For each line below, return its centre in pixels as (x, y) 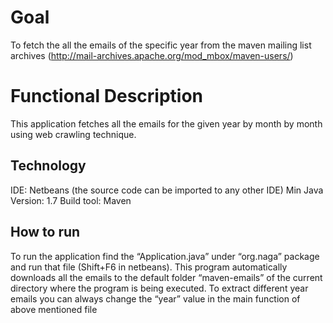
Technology (48, 166)
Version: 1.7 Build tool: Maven (71, 200)
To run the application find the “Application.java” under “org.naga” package (165, 256)
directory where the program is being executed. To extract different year (159, 288)
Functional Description (107, 96)
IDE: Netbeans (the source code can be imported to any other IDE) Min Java (167, 190)
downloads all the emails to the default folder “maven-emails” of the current (166, 277)
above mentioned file (54, 309)
